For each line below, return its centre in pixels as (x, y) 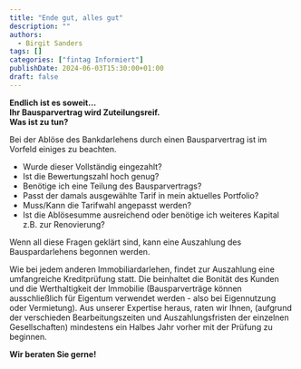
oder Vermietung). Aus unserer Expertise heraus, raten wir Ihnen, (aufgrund (150, 307)
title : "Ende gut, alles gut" (67, 18)
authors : (26, 34)
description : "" (40, 26)
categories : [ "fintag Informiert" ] (77, 60)
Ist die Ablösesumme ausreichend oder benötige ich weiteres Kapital (150, 215)
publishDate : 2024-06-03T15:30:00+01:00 (87, 69)
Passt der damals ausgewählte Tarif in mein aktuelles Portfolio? (141, 195)
